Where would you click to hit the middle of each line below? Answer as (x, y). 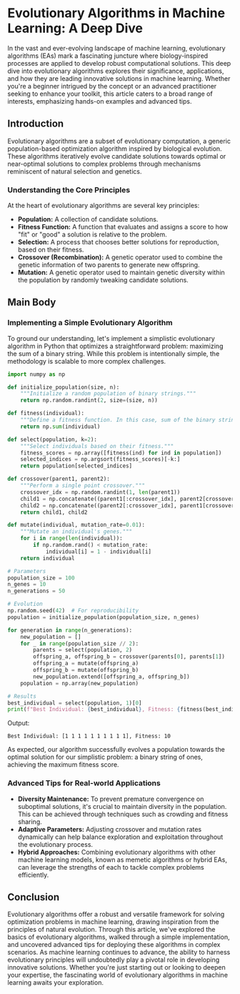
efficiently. (33, 875)
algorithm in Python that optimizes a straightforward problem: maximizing (115, 346)
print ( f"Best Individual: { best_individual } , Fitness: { (94, 710)
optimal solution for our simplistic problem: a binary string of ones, (105, 757)
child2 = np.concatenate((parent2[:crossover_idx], (99, 505)
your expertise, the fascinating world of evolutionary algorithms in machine (118, 975)
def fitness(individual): (46, 413)
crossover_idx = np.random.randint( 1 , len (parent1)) (100, 492)
